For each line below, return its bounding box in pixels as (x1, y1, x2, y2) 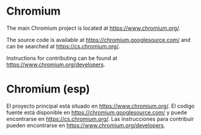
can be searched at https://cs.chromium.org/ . (6, 43, 121, 50)
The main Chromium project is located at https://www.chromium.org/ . (6, 24, 181, 32)
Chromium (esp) (6, 82, 90, 96)
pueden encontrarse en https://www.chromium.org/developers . (6, 122, 166, 129)
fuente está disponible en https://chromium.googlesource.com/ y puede (6, 108, 188, 116)
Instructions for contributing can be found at (6, 54, 118, 61)
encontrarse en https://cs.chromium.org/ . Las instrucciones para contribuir (6, 115, 194, 122)
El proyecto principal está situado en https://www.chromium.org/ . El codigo (6, 102, 195, 109)
